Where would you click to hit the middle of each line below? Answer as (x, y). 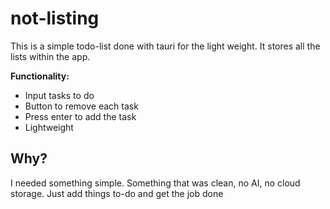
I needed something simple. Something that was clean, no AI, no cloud (155, 183)
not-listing (55, 18)
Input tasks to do (59, 95)
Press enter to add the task (80, 116)
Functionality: (40, 76)
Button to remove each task (81, 106)
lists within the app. (50, 56)
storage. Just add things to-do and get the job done (117, 193)
